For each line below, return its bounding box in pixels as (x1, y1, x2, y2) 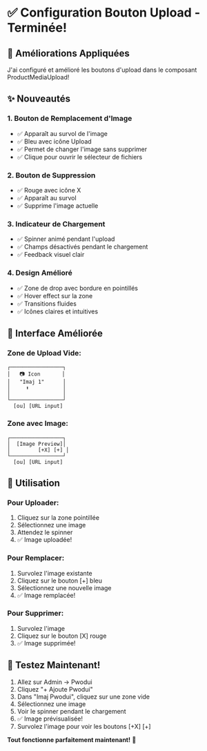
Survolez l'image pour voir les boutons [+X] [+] (17, 722, 151, 730)
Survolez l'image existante (17, 569, 92, 577)
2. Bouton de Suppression (7, 170, 96, 180)
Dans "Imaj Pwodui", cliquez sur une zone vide (17, 692, 150, 701)
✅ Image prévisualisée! (17, 714, 83, 723)
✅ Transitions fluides (17, 299, 77, 308)
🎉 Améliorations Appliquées (7, 47, 130, 59)
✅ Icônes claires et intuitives (17, 307, 99, 315)
